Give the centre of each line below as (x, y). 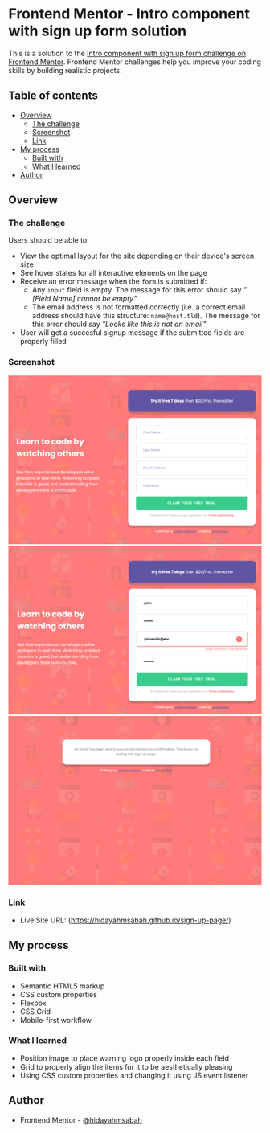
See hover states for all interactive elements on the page (113, 273)
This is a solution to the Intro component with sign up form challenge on (127, 53)
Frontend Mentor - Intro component (129, 14)
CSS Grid (35, 1011)
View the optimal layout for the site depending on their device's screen (137, 256)
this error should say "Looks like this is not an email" (119, 324)
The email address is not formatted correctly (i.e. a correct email (139, 307)
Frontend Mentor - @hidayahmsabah (81, 1120)
